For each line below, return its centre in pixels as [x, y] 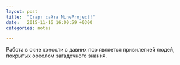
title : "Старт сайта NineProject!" [51, 17]
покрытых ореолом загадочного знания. [56, 56]
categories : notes [28, 28]
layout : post [22, 11]
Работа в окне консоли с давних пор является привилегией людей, [90, 50]
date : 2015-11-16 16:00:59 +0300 [49, 22]
